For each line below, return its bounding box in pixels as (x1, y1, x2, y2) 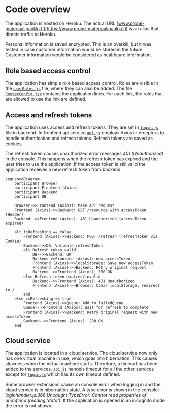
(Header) (5, 212, 24, 217)
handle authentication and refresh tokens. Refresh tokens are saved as (5, 135, 153, 141)
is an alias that (128, 25, 159, 31)
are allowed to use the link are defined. (5, 96, 87, 102)
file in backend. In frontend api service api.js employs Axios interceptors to (5, 129, 164, 135)
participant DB (14, 194, 47, 199)
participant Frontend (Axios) (14, 185, 79, 190)
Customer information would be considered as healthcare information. (5, 52, 152, 58)
